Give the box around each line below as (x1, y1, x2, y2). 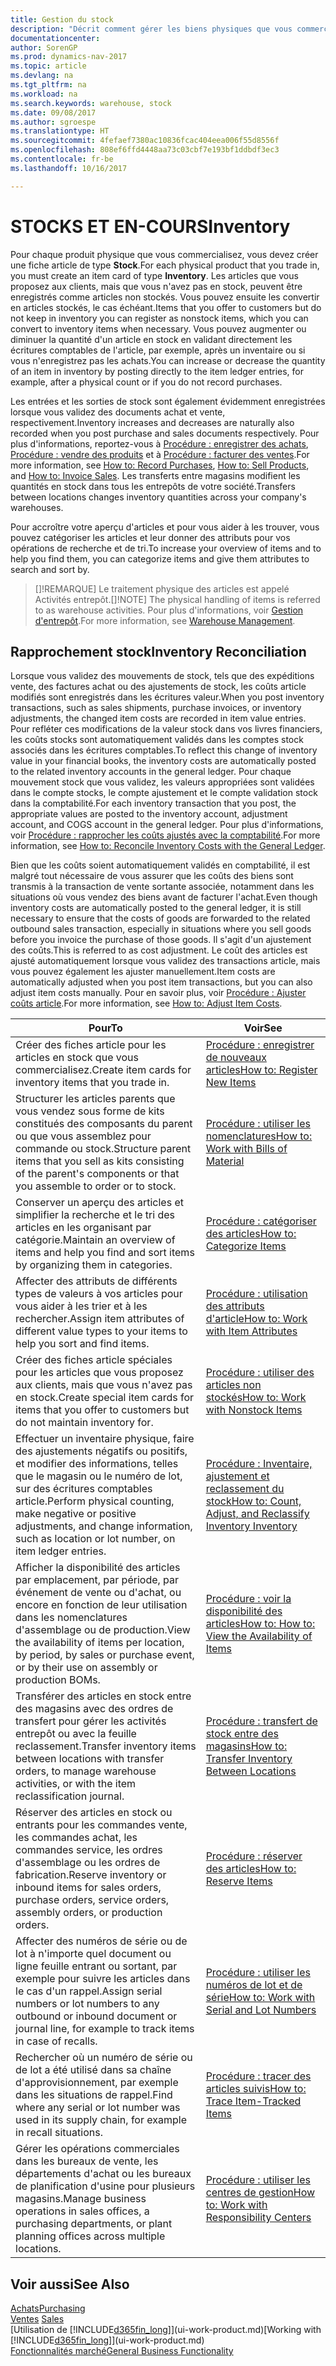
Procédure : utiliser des (205, 1366, 315, 1380)
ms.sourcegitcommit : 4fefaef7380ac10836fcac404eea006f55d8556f (10, 136, 280, 146)
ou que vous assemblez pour (15, 1129, 152, 1143)
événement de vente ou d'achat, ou (15, 1586, 182, 1600)
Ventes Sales (10, 2313, 65, 2325)
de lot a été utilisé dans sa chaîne (15, 2063, 172, 2077)
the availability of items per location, (15, 1636, 185, 1650)
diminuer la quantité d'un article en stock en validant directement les (10, 333, 293, 345)
